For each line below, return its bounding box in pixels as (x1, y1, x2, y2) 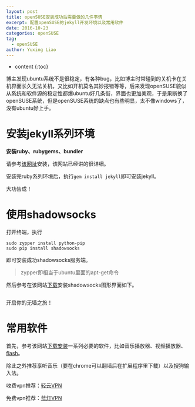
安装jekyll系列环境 (6, 127, 95, 140)
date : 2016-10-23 (6, 25, 49, 31)
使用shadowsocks (6, 208, 96, 221)
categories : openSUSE (6, 31, 59, 36)
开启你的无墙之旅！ (6, 299, 53, 306)
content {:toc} (14, 63, 49, 70)
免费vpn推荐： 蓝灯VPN (6, 394, 62, 401)
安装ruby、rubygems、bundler (6, 147, 83, 154)
